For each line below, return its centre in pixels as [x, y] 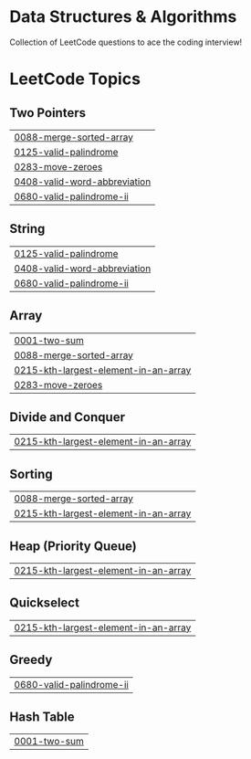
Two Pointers [48, 113]
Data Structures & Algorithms [123, 17]
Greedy [31, 660]
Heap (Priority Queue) [73, 546]
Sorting [31, 474]
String [27, 229]
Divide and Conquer [68, 417]
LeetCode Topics [75, 79]
